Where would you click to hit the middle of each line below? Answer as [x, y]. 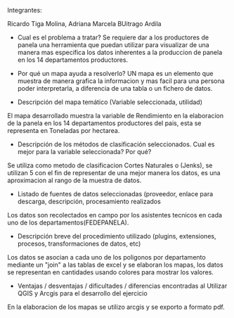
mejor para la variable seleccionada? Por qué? [84, 152]
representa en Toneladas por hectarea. [64, 131]
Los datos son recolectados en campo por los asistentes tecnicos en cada [115, 215]
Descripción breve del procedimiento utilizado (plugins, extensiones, [117, 236]
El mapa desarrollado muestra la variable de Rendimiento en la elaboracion [116, 116]
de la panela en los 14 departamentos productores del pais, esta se [104, 123]
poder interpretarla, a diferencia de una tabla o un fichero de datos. [115, 88]
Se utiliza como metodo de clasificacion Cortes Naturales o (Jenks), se [110, 165]
